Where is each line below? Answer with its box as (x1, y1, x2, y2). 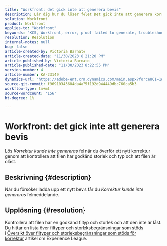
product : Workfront (5, 21, 46, 26)
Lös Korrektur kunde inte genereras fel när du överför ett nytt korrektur (5, 148, 151, 154)
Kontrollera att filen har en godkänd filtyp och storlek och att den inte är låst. (5, 219, 162, 225)
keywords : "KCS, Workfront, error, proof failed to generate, (5, 30, 137, 35)
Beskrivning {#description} (5, 173, 92, 182)
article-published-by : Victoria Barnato (5, 58, 90, 63)
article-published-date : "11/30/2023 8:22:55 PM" (5, 63, 110, 68)
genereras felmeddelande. (5, 192, 60, 197)
